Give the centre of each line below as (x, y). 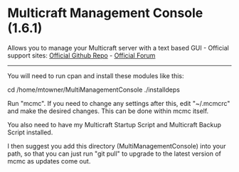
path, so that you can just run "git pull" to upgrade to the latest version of (115, 154)
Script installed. (30, 132)
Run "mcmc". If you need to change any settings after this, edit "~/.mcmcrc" (119, 103)
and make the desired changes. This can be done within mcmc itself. (108, 111)
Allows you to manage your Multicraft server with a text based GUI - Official (118, 48)
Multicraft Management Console (105, 13)
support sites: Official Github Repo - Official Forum (81, 55)
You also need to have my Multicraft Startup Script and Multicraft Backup (115, 124)
